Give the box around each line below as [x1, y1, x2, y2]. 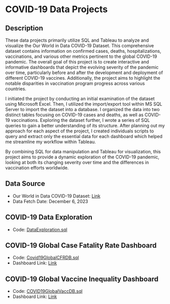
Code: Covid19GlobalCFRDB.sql [12, 255, 80, 261]
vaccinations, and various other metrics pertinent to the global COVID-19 [5, 53, 157, 59]
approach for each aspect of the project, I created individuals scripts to [5, 128, 154, 134]
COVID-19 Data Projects [5, 4, 108, 15]
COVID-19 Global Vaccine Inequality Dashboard [5, 275, 159, 283]
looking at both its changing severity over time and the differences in [5, 159, 149, 165]
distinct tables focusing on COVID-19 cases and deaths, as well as [5, 112, 144, 118]
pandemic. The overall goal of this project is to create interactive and [5, 59, 149, 64]
